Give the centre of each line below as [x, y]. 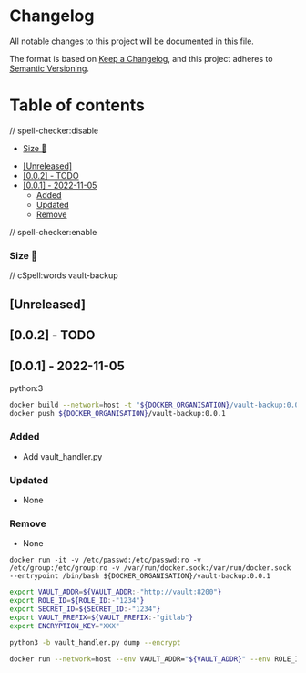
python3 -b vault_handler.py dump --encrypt [95, 642]
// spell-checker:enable [53, 232]
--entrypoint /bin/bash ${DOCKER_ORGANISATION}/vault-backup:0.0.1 [140, 576]
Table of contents [77, 105]
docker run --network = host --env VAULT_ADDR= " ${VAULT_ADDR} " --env [140, 659]
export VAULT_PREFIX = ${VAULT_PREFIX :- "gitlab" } [102, 618]
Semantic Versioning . [49, 68]
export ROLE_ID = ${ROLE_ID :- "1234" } [77, 601]
